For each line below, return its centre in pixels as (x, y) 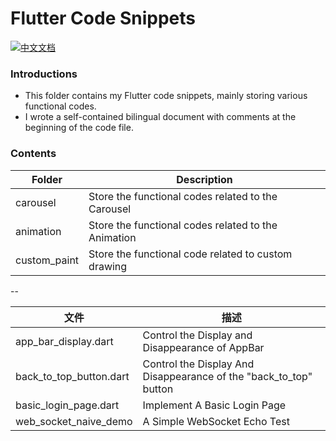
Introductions (44, 74)
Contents (33, 154)
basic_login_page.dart (67, 405)
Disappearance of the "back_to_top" (227, 376)
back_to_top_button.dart (72, 376)
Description (204, 179)
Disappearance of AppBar (203, 347)
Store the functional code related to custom (190, 254)
